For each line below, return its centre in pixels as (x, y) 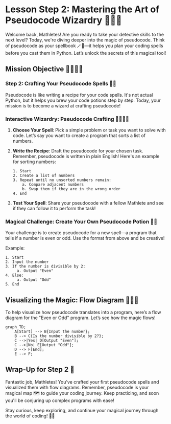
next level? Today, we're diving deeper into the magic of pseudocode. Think (85, 40)
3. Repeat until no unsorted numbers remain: (62, 180)
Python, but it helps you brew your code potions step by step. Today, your (83, 100)
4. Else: (15, 275)
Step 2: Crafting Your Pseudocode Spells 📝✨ (61, 84)
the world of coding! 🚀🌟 (30, 416)
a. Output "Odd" (34, 280)
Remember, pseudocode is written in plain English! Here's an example (86, 156)
